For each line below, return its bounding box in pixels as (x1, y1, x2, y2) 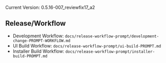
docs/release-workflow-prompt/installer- (65, 49, 155, 54)
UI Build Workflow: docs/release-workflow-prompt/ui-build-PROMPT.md (12, 43, 161, 49)
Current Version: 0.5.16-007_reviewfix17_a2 (5, 5, 95, 10)
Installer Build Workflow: (12, 48, 65, 54)
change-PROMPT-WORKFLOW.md (12, 38, 71, 43)
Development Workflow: (12, 33, 64, 39)
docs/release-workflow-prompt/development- (65, 33, 159, 39)
